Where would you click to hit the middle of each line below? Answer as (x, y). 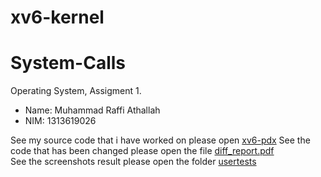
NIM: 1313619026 (60, 121)
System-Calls (68, 63)
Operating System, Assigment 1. (76, 91)
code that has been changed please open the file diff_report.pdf (142, 151)
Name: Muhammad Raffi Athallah (92, 110)
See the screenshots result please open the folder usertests (133, 162)
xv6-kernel (57, 17)
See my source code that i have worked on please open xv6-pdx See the (160, 140)
